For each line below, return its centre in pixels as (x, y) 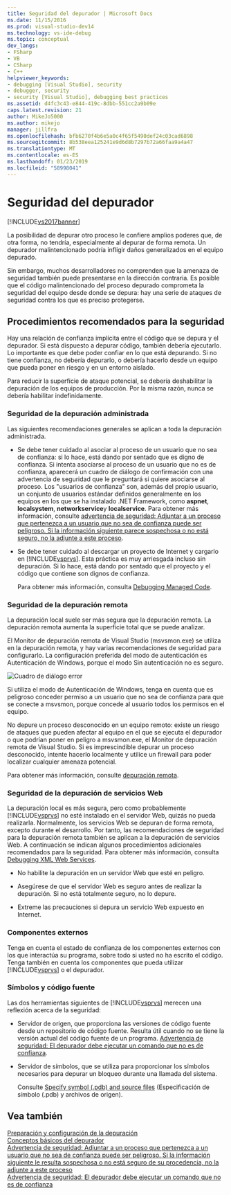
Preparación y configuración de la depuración (73, 1133)
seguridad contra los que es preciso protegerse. (76, 300)
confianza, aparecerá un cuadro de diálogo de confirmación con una (115, 471)
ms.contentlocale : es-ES (43, 155)
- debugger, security (38, 91)
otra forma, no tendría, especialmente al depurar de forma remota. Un (107, 242)
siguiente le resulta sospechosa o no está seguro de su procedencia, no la (113, 1162)
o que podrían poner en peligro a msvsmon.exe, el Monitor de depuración (112, 739)
